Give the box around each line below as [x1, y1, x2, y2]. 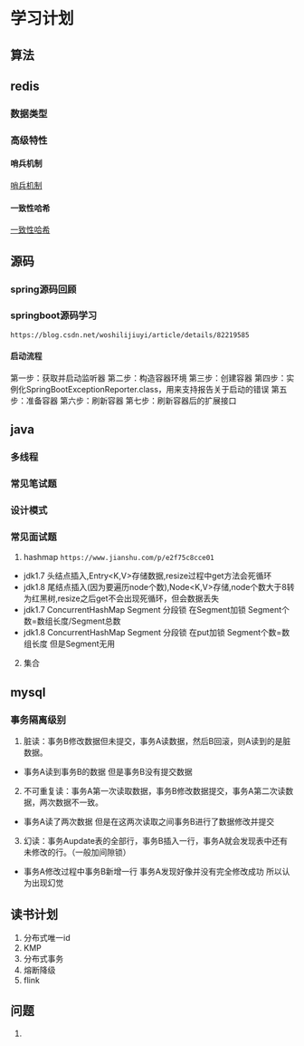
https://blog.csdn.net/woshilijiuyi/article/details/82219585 [10, 330, 250, 340]
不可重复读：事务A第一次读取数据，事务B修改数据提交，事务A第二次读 [23, 786, 286, 797]
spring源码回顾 [10, 283, 77, 295]
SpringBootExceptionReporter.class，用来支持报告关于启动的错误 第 [25, 384, 280, 395]
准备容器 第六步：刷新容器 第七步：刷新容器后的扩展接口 [25, 395, 237, 406]
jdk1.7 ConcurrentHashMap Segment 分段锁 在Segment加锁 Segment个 [23, 605, 290, 615]
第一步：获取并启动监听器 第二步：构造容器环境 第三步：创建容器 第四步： [10, 373, 287, 383]
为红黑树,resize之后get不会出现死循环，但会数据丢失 [23, 593, 220, 604]
